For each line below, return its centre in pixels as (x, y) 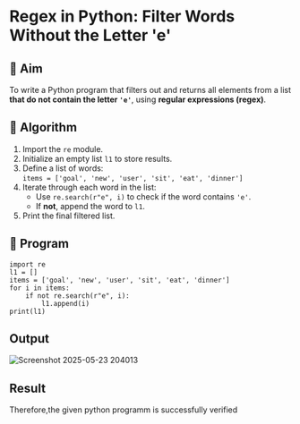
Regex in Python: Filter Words (122, 17)
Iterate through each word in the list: (89, 187)
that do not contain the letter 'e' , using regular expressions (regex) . (138, 99)
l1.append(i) (66, 303)
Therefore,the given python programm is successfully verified (124, 410)
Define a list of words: (63, 168)
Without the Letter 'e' (90, 35)
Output (29, 339)
